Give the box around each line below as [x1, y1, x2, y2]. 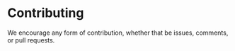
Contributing [7, 5, 84, 21]
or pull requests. [7, 35, 55, 44]
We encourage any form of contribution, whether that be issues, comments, [7, 28, 229, 37]
